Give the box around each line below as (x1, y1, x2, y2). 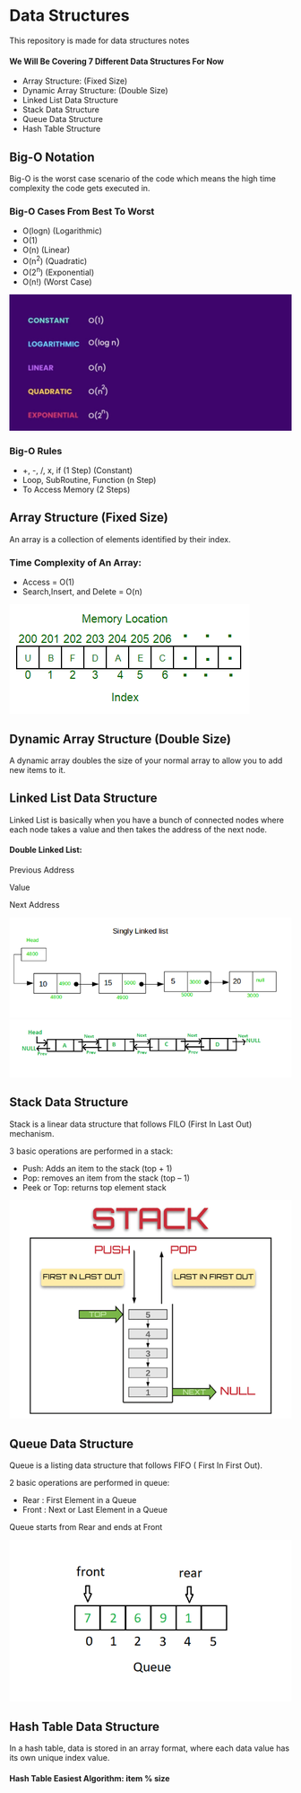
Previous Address (9, 864, 74, 875)
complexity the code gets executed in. (9, 182, 150, 193)
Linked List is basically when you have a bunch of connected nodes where (9, 814, 285, 825)
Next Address (9, 899, 60, 910)
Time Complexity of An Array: (9, 556, 142, 568)
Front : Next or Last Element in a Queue (21, 1505, 168, 1516)
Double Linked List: (9, 845, 82, 856)
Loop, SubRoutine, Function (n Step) (21, 475, 157, 485)
